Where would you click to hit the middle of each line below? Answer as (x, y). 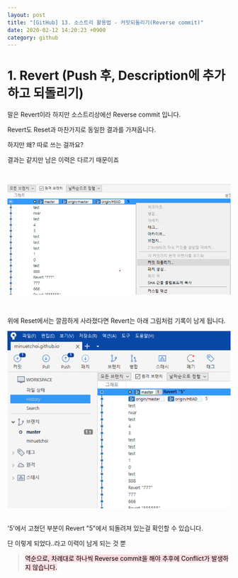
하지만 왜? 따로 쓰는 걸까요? (45, 145)
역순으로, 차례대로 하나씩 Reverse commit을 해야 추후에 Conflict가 (117, 558)
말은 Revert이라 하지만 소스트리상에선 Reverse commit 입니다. (94, 114)
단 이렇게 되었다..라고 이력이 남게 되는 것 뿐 (67, 543)
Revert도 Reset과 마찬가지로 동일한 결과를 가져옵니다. (82, 130)
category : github (33, 38)
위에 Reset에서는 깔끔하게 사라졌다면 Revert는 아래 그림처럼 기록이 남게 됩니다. (117, 321)
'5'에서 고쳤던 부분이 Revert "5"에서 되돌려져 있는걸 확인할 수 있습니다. (106, 528)
